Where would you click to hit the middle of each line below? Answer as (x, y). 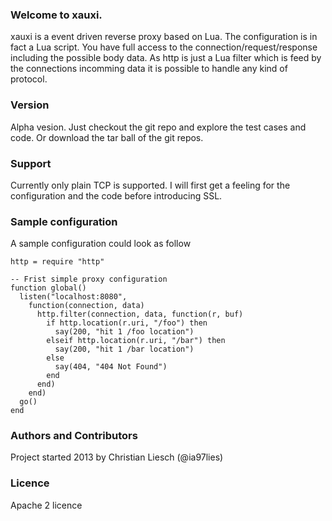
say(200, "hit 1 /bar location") (124, 349)
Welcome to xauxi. (56, 15)
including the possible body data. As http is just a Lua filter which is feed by (166, 58)
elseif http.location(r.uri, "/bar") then (136, 341)
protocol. (29, 79)
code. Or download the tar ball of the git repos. (107, 137)
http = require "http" (57, 262)
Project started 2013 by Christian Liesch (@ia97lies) (117, 457)
